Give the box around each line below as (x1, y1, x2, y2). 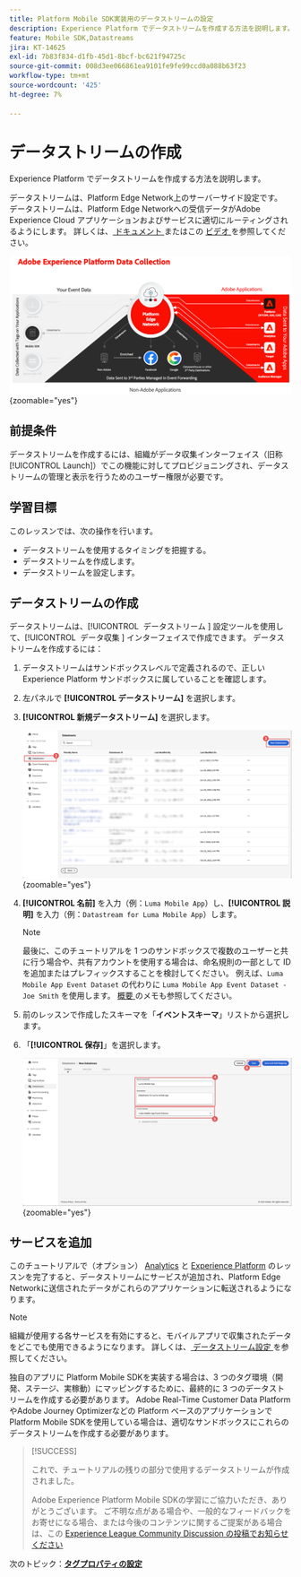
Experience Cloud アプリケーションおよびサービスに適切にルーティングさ (9, 215, 280, 226)
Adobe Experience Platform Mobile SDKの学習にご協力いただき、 (30, 1495, 272, 1505)
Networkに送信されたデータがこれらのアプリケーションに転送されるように (9, 1283, 284, 1294)
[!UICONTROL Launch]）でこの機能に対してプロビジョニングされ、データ (9, 460, 281, 471)
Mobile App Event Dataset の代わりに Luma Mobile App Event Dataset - (21, 978, 288, 990)
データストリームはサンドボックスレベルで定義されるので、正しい (21, 663, 266, 673)
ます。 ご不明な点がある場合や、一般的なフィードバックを (78, 1506, 292, 1517)
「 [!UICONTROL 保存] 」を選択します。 (21, 1039, 166, 1050)
